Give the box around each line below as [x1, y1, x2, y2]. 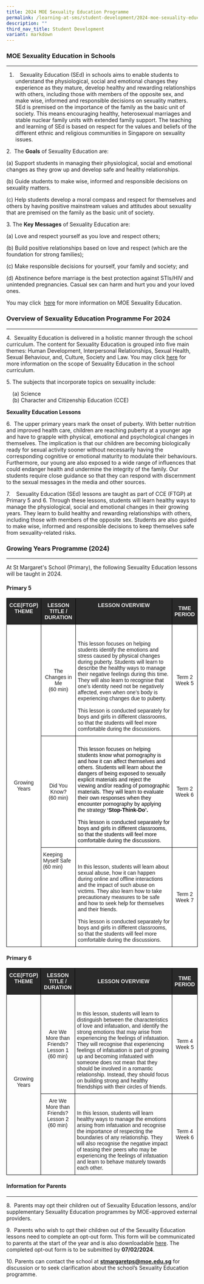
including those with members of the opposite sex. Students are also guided [6, 516, 197, 523]
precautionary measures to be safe [78, 894, 160, 901]
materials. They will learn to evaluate [78, 788, 164, 795]
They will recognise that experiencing [76, 1041, 165, 1048]
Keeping [42, 851, 63, 858]
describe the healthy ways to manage [78, 665, 166, 672]
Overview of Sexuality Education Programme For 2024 [6, 314, 171, 323]
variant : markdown [6, 32, 53, 38]
